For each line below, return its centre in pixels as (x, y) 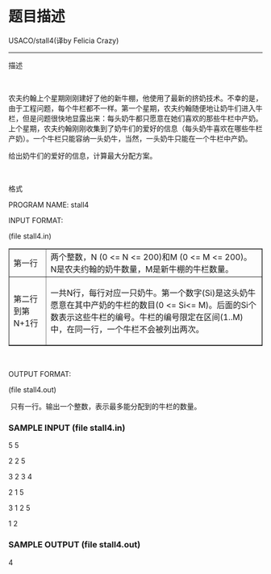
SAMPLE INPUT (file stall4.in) (67, 428)
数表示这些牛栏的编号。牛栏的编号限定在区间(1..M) (147, 317)
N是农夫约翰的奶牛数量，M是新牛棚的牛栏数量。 (142, 269)
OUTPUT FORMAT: (40, 374)
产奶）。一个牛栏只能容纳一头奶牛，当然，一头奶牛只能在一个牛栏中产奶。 (130, 138)
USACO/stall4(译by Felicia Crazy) (64, 40)
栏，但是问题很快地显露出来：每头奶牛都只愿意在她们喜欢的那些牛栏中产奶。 (135, 118)
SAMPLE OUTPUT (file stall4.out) (75, 545)
